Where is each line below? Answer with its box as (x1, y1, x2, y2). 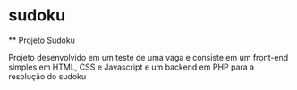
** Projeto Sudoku (8, 35, 75, 45)
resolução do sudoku (8, 70, 87, 81)
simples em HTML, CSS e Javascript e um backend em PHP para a (8, 61, 255, 72)
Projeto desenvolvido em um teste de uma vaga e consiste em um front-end (8, 52, 289, 62)
